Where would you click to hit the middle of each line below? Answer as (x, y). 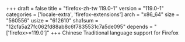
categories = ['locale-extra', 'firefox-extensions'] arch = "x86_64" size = (93, 14)
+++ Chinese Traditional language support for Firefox (115, 33)
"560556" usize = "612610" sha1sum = (52, 20)
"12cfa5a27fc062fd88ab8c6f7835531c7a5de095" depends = (80, 26)
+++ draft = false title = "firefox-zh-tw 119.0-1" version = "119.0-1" (85, 8)
